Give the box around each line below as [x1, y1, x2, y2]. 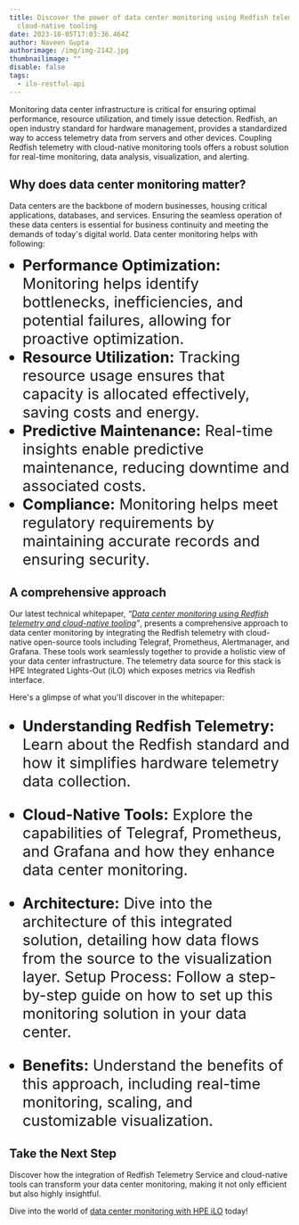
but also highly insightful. [9, 1188, 101, 1199]
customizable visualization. [21, 1111, 214, 1130]
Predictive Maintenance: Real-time [21, 421, 273, 441]
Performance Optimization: [21, 256, 221, 275]
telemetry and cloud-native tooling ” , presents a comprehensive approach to [9, 618, 289, 629]
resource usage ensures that [21, 366, 225, 386]
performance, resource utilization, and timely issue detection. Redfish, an [9, 113, 278, 124]
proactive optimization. [21, 329, 185, 349]
